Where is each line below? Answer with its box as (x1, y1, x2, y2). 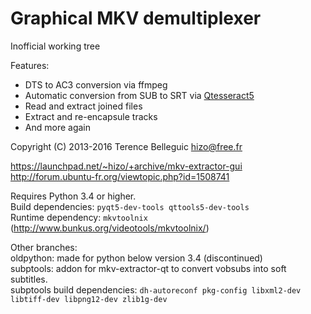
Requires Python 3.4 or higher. (10, 190, 137, 202)
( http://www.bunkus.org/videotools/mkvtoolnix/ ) (10, 222, 210, 234)
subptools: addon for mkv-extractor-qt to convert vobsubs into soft (10, 262, 287, 274)
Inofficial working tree (10, 40, 101, 52)
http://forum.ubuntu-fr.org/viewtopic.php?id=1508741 (10, 170, 230, 182)
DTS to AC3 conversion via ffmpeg (24, 78, 168, 91)
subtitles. (10, 273, 48, 285)
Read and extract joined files (24, 100, 143, 112)
